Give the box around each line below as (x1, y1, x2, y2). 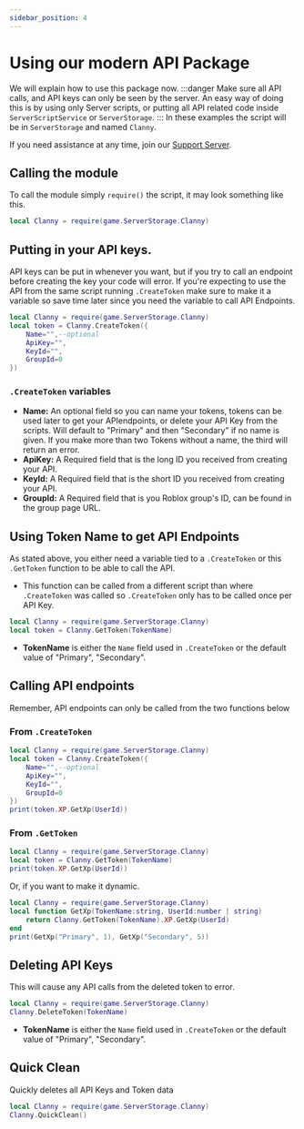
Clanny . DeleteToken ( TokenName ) (9, 1008, 128, 1017)
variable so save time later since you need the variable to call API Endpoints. (9, 295, 296, 306)
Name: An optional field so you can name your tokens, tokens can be (22, 406, 282, 417)
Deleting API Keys (9, 957, 114, 972)
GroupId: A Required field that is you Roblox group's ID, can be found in (22, 493, 292, 503)
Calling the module (9, 165, 118, 180)
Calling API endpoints (9, 678, 135, 694)
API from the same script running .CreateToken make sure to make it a (9, 286, 271, 297)
